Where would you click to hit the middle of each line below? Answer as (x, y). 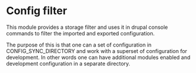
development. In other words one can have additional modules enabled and (98, 57)
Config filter (37, 11)
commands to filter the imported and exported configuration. (80, 33)
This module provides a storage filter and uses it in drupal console (87, 27)
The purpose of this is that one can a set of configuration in (79, 45)
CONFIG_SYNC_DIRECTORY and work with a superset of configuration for (97, 51)
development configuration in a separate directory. (68, 64)
